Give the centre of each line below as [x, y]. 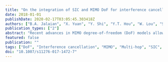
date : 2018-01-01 [23, 14]
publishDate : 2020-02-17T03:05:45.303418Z [50, 19]
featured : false [22, 38]
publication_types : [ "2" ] [32, 28]
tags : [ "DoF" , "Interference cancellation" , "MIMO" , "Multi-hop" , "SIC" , [84, 47]
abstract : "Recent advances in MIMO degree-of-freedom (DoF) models [78, 33]
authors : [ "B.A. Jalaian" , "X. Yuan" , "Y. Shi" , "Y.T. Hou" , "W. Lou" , [81, 24]
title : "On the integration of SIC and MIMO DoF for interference [76, 10]
